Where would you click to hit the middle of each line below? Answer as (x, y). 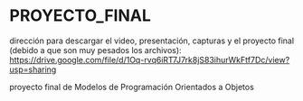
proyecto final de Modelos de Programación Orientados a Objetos (132, 87)
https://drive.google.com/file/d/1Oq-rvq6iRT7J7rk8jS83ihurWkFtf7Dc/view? (150, 60)
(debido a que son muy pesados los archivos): (96, 50)
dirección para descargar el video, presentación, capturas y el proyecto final (152, 41)
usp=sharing (33, 69)
